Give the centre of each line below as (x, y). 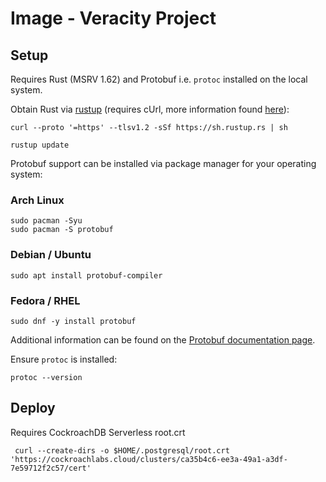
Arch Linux (37, 200)
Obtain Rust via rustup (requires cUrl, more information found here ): (150, 109)
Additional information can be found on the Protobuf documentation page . (163, 339)
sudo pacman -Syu (46, 221)
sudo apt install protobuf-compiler (86, 275)
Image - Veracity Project (113, 18)
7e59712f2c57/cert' (51, 468)
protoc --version (46, 377)
